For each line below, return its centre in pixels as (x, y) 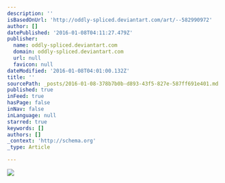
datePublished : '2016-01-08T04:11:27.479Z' (70, 33)
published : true (30, 90)
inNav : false (26, 109)
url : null (27, 58)
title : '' (21, 77)
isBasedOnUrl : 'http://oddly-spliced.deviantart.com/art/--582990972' (110, 20)
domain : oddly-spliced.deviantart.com (69, 52)
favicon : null (33, 64)
